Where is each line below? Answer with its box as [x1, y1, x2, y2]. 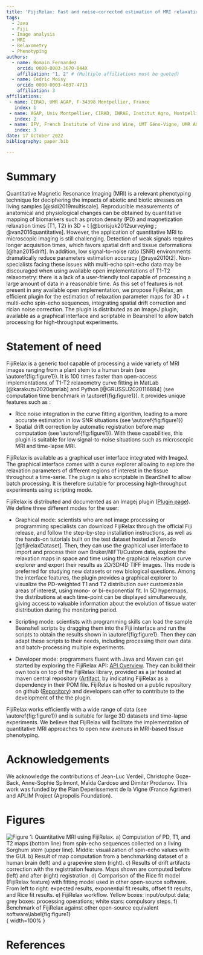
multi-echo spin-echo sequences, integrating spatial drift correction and [6, 299, 186, 306]
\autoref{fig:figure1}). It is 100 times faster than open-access [6, 372, 157, 380]
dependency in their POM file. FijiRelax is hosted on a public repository [14, 681, 192, 688]
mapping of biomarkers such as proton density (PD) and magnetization [6, 216, 183, 223]
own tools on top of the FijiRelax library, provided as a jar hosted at [14, 668, 181, 675]
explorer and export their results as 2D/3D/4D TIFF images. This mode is [14, 561, 196, 568]
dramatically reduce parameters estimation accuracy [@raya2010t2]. [6, 254, 178, 261]
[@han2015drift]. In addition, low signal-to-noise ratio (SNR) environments [6, 248, 192, 255]
